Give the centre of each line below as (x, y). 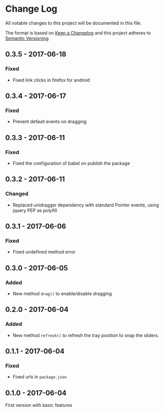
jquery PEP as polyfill (35, 210)
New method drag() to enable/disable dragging (62, 294)
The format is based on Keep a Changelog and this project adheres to (78, 33)
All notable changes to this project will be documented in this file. (74, 23)
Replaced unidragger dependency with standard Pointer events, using (86, 205)
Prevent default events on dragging (50, 122)
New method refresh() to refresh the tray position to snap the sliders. (86, 335)
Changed (17, 194)
